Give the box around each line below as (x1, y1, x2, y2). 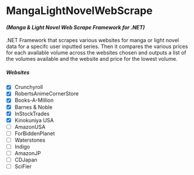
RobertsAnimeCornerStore (14, 90, 79, 97)
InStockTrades (14, 110, 50, 117)
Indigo (14, 143, 30, 150)
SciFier (14, 163, 32, 170)
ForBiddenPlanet (14, 130, 55, 137)
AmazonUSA (14, 123, 46, 130)
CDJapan (14, 156, 38, 163)
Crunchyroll (14, 84, 43, 91)
